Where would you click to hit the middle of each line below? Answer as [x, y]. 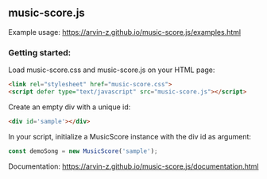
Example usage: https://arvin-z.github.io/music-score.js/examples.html [124, 32]
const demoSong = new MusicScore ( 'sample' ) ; [83, 151]
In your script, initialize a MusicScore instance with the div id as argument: [130, 136]
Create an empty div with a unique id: [70, 107]
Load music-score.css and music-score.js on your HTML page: [112, 70]
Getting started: [40, 52]
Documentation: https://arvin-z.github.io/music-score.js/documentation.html [133, 166]
